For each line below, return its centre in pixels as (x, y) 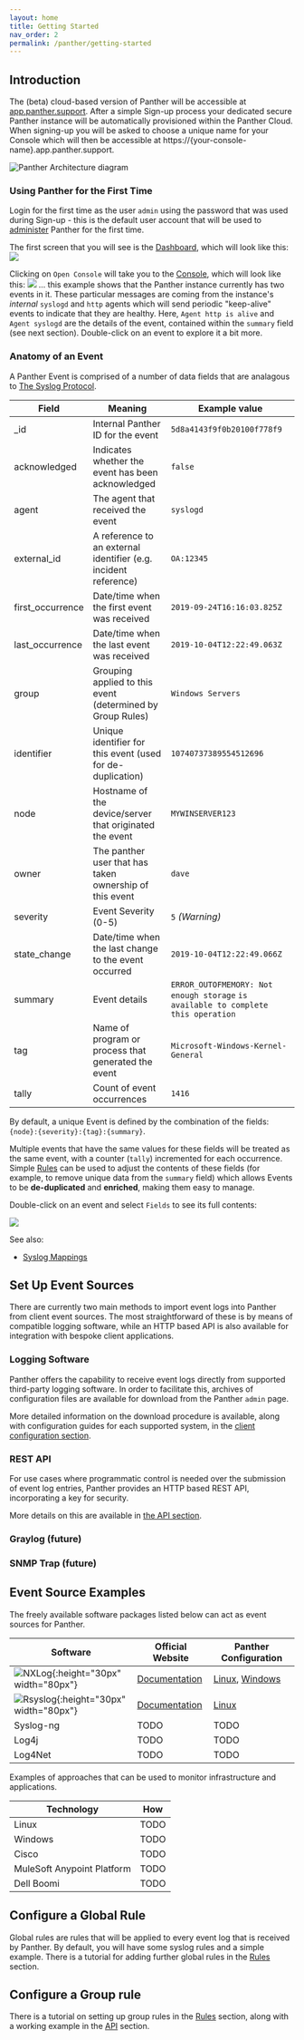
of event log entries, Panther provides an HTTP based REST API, (129, 1489)
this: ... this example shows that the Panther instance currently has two (147, 285)
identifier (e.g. (123, 559)
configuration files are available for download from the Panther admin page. (149, 1398)
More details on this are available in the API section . (105, 1516)
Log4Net (33, 1754)
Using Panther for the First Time (81, 190)
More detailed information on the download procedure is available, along (145, 1416)
